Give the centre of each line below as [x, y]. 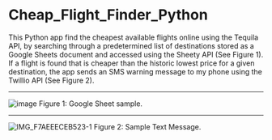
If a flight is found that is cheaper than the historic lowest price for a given [132, 63]
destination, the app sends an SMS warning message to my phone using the [136, 71]
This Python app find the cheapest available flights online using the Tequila [134, 37]
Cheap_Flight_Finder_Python [108, 15]
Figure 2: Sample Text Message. [147, 126]
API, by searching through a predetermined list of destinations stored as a [132, 45]
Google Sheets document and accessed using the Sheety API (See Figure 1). [136, 54]
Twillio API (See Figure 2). [51, 80]
